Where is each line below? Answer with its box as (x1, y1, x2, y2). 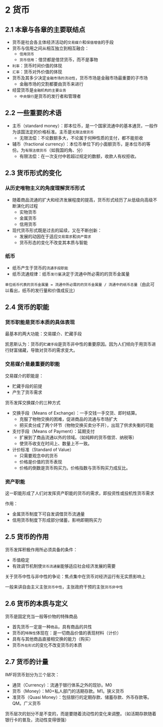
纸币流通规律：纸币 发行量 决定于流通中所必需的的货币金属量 (12, 271, 130, 277)
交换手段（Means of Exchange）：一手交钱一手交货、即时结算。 (12, 410, 140, 416)
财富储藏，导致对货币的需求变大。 (9, 347, 78, 353)
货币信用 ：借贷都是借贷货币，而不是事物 (19, 57, 98, 62)
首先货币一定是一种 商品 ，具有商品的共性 (12, 624, 92, 629)
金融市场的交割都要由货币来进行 (19, 81, 84, 87)
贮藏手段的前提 (12, 383, 42, 389)
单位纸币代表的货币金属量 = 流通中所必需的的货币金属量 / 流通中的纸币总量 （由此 (5, 281, 151, 287)
